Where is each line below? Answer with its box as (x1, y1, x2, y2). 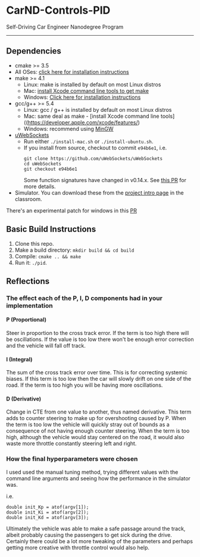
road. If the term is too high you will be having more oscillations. (6, 381, 163, 389)
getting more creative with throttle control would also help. (6, 544, 150, 551)
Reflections (6, 276, 50, 286)
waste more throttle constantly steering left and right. (6, 440, 137, 447)
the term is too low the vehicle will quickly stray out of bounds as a (6, 421, 170, 428)
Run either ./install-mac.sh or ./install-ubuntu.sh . (23, 137, 154, 145)
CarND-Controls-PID (6, 4, 111, 17)
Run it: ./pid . (14, 259, 48, 266)
